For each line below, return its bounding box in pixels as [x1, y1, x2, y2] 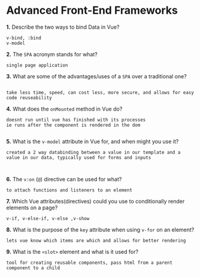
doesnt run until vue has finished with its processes [6, 117, 146, 123]
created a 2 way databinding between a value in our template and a [6, 149, 181, 156]
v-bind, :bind [6, 35, 42, 41]
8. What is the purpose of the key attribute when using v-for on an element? [6, 226, 195, 233]
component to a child [6, 264, 60, 271]
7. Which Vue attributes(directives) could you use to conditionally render [6, 197, 185, 205]
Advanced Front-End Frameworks [6, 4, 178, 17]
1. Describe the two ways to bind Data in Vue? [6, 23, 120, 31]
